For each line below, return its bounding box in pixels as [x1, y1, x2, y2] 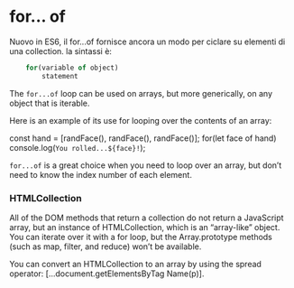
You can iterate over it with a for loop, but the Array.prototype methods [9, 231, 273, 242]
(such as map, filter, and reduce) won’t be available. [9, 241, 202, 252]
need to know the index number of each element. [9, 169, 192, 180]
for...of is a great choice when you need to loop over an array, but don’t [9, 160, 282, 171]
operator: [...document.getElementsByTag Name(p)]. [9, 268, 205, 279]
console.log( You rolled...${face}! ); [9, 142, 146, 153]
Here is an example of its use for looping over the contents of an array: [9, 115, 272, 125]
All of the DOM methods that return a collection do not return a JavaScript [9, 212, 284, 223]
